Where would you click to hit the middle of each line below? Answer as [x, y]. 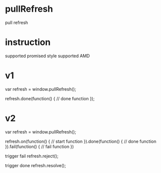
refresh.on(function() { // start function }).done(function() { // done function [81, 141]
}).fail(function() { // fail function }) [40, 146]
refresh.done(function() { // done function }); [50, 98]
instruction [28, 42]
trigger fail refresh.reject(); [32, 156]
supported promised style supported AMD [48, 56]
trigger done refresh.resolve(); [36, 165]
